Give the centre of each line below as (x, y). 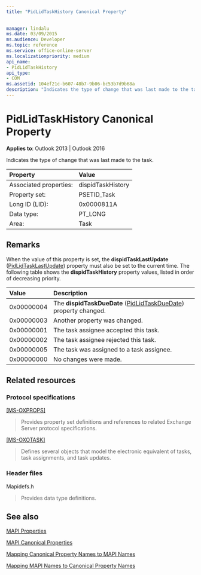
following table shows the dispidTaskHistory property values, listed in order (100, 272)
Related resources (41, 380)
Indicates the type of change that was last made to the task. (80, 160)
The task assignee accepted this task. (106, 330)
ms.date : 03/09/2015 (32, 34)
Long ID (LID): (29, 204)
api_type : (19, 73)
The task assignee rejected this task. (105, 340)
